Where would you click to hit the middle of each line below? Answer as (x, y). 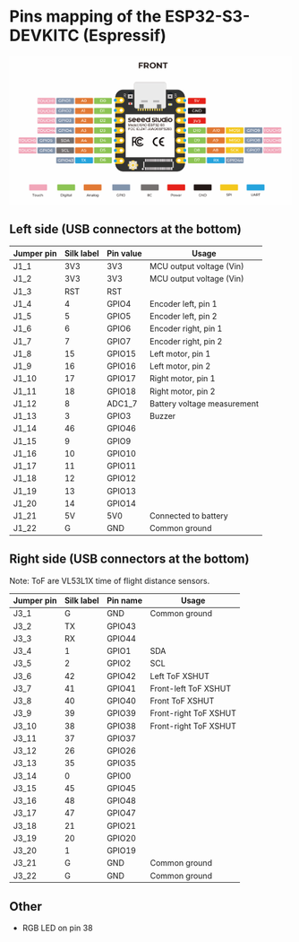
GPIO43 (122, 626)
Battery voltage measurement (204, 403)
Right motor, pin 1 (182, 379)
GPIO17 (122, 379)
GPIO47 (122, 813)
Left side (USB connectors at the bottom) (125, 229)
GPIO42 (122, 676)
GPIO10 (122, 453)
